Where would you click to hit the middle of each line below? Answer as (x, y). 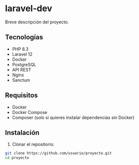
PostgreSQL (24, 64)
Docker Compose (30, 112)
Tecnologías (24, 37)
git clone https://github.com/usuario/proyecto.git (58, 153)
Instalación (22, 133)
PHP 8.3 (20, 49)
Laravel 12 (22, 54)
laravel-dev (29, 9)
